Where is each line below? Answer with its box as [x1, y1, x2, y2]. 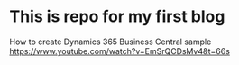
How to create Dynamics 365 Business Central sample [9, 36, 212, 47]
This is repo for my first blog [9, 6, 225, 27]
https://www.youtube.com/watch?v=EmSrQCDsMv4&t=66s [9, 45, 230, 56]
